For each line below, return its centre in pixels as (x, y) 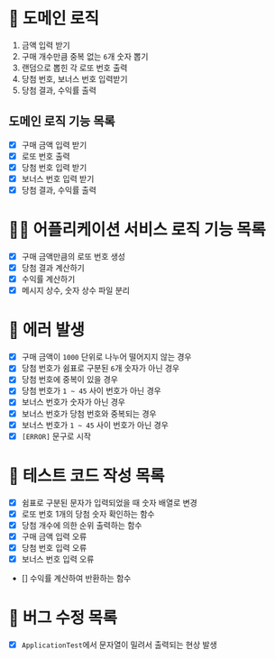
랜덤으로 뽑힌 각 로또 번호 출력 (74, 68)
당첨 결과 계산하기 (53, 268)
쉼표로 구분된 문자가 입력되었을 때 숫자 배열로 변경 (109, 502)
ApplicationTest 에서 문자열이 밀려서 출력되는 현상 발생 (119, 645)
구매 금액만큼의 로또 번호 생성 (73, 256)
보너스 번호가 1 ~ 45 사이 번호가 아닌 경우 (95, 425)
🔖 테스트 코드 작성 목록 (87, 476)
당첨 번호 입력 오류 (54, 547)
